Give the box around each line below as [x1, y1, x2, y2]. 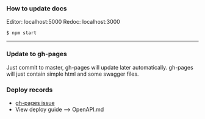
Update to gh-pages [6, 50, 67, 59]
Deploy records [6, 85, 53, 94]
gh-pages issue [15, 99, 55, 106]
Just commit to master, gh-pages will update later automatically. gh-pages [6, 63, 193, 71]
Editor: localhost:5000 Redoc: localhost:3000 [6, 18, 120, 26]
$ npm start [6, 30, 37, 36]
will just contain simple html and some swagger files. [6, 70, 139, 78]
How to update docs [6, 4, 67, 13]
